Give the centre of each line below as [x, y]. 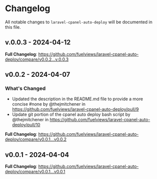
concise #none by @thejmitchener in [49, 104]
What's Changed [25, 89]
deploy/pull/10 [26, 125]
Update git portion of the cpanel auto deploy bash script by [71, 114]
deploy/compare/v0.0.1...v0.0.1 [35, 172]
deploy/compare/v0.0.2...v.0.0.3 [37, 59]
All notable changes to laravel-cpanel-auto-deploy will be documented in [79, 22]
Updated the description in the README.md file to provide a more [78, 99]
